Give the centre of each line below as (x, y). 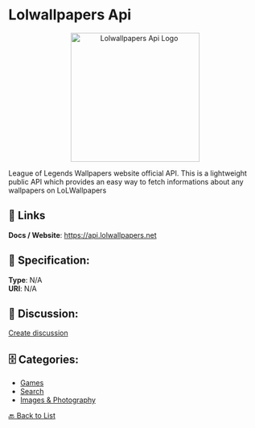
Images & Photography (58, 400)
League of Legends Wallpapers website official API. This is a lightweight (128, 173)
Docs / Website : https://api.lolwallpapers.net (82, 235)
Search (32, 392)
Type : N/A (25, 280)
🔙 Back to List (32, 416)
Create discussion (38, 333)
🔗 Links (27, 216)
